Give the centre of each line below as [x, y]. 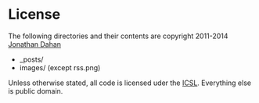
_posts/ [31, 59]
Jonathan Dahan [34, 44]
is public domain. [36, 91]
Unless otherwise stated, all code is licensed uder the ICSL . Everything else [130, 83]
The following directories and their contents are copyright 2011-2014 [118, 36]
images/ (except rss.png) [60, 67]
